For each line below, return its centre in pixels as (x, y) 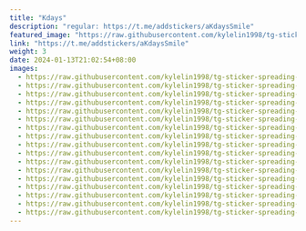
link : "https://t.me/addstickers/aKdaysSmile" (99, 43)
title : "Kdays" (38, 18)
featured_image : (40, 35)
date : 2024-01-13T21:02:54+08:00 (73, 60)
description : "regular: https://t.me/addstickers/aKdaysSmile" (132, 26)
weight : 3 (28, 52)
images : (24, 69)
